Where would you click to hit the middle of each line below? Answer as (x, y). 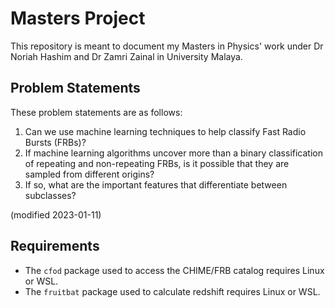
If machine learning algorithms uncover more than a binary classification (173, 153)
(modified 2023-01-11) (56, 214)
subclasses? (50, 195)
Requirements (55, 246)
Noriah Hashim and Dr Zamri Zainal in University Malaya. (126, 56)
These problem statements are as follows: (96, 112)
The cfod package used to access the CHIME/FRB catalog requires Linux (174, 270)
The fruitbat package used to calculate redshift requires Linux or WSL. (172, 291)
